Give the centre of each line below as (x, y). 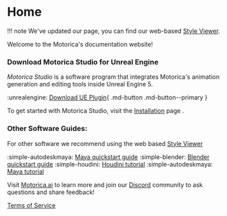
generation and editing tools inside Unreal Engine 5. (80, 84)
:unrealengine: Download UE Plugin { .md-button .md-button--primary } (107, 97)
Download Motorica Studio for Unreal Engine (83, 62)
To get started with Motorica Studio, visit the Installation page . (96, 111)
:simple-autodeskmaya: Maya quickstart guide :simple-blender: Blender (108, 157)
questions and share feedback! (51, 192)
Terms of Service (32, 205)
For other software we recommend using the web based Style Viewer (105, 143)
